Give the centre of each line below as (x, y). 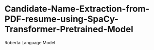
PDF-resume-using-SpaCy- (61, 19)
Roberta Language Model (30, 42)
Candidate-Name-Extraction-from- (77, 9)
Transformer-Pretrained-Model (69, 29)
